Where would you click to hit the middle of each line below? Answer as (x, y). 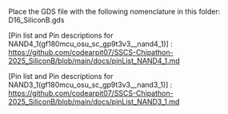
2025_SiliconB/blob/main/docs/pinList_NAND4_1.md (94, 61)
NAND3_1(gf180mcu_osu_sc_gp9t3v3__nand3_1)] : (90, 85)
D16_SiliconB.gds (36, 20)
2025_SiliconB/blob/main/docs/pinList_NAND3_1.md (94, 102)
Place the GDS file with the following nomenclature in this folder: (114, 12)
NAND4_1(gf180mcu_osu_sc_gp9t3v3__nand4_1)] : (91, 44)
